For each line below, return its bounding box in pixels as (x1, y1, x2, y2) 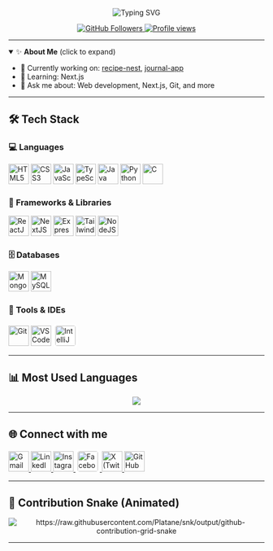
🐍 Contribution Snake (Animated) (8, 496, 180, 509)
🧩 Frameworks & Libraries (8, 196, 112, 208)
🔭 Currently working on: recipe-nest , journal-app (19, 63, 184, 72)
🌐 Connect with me (8, 427, 108, 441)
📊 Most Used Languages (8, 370, 138, 384)
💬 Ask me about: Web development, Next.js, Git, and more (19, 81, 215, 90)
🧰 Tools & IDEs (8, 304, 67, 316)
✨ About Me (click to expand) (15, 47, 116, 56)
